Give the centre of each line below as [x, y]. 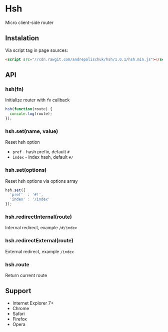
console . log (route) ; [31, 114]
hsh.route [17, 264]
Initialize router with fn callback [37, 100]
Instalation [22, 38]
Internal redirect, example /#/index [41, 228]
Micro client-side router [29, 22]
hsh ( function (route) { [29, 109]
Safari [18, 314]
